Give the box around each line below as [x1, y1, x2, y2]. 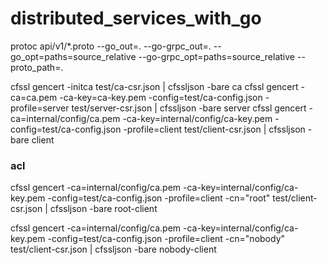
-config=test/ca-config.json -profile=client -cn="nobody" [47, 233, 286, 245]
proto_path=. [10, 61, 64, 73]
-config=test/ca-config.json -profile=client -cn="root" [47, 192, 271, 204]
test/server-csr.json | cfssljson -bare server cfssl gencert [71, 102, 307, 114]
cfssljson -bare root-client [49, 203, 158, 215]
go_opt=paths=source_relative [10, 50, 137, 62]
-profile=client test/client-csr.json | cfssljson [123, 123, 306, 135]
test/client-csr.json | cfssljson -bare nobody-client [10, 243, 217, 256]
